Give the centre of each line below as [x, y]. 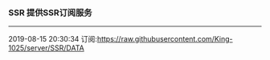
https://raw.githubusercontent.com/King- [165, 39]
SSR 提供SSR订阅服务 [50, 12]
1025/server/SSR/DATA [46, 48]
